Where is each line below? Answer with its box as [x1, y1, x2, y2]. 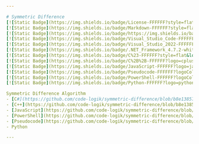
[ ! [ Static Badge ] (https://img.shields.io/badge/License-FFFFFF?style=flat [6, 19, 195, 25]
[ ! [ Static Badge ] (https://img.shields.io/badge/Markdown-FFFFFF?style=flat [6, 25, 197, 31]
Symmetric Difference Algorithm [6, 91, 86, 97]
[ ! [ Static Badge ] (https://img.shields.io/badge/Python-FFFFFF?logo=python [6, 80, 195, 86]
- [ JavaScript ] [6, 107, 44, 113]
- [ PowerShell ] [6, 113, 44, 119]
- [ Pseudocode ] [6, 118, 44, 124]
